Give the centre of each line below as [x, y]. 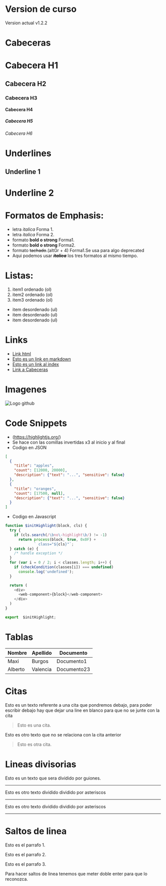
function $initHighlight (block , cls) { [46, 526]
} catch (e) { [24, 549]
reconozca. [17, 879]
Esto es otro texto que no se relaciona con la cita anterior [63, 734]
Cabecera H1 [32, 66]
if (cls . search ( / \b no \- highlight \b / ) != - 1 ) [61, 535]
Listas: [19, 276]
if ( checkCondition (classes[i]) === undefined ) [64, 567]
